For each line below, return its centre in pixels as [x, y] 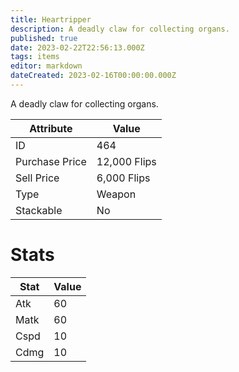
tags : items [35, 57]
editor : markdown [46, 66]
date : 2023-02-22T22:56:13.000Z [77, 47]
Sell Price [37, 178]
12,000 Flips [126, 161]
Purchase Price [51, 161]
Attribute [51, 128]
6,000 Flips [123, 178]
